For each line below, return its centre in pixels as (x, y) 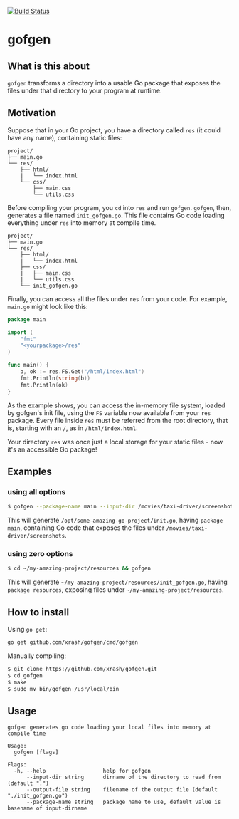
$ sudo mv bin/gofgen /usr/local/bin (63, 689)
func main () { (28, 365)
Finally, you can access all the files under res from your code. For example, (117, 298)
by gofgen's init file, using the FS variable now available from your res (109, 412)
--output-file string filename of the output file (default (122, 790)
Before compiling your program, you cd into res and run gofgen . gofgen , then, (119, 207)
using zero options (40, 554)
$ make (17, 682)
